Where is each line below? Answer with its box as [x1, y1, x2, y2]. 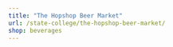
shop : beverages [8, 26, 62, 34]
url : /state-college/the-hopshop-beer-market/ [8, 19, 166, 27]
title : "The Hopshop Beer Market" [8, 11, 124, 20]
